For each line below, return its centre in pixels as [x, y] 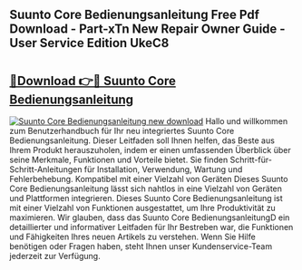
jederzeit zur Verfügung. [55, 256]
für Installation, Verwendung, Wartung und [163, 169]
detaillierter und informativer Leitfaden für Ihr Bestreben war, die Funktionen [151, 227]
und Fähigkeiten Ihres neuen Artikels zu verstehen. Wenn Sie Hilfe [132, 236]
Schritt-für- [251, 159]
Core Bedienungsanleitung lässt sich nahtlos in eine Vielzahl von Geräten [146, 188]
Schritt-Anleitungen [46, 169]
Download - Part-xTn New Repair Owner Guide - [147, 29]
